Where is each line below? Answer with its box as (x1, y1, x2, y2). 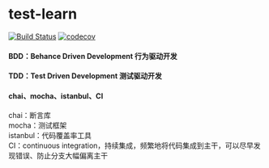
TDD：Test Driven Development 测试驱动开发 (8, 71, 162, 81)
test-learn (8, 5, 78, 23)
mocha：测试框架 (8, 120, 67, 130)
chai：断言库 (8, 111, 51, 120)
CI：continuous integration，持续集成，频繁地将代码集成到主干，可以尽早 (8, 141, 254, 150)
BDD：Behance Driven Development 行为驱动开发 (8, 51, 177, 61)
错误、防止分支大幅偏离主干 (15, 151, 108, 161)
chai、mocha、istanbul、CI (8, 90, 104, 101)
